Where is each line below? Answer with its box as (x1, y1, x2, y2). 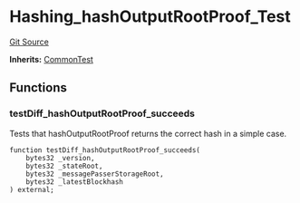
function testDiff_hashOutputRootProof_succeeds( (9, 145, 201, 155)
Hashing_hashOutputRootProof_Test (9, 6, 292, 27)
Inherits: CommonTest (9, 53, 93, 64)
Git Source (9, 36, 50, 47)
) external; (9, 185, 54, 194)
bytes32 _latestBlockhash (25, 177, 124, 187)
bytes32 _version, (25, 153, 95, 162)
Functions (9, 80, 68, 96)
